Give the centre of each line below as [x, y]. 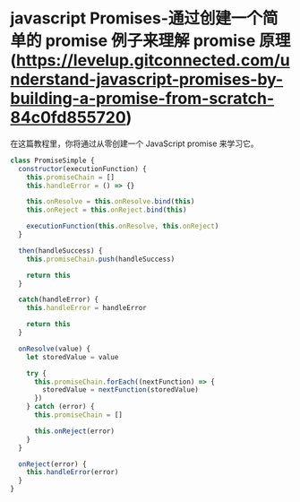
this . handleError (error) [73, 472]
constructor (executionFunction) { [82, 169]
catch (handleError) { [59, 300]
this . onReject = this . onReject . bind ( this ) [107, 210]
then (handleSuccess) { [60, 251]
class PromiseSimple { [52, 160]
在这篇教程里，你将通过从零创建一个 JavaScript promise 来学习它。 [134, 143]
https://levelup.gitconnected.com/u [153, 61]
